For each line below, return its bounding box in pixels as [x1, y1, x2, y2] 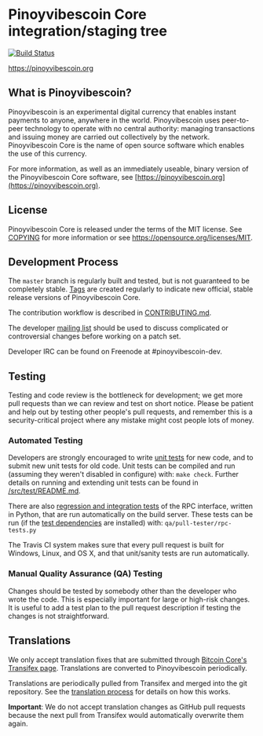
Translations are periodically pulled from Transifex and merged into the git [8, 678, 247, 688]
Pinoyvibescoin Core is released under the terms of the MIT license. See [8, 224, 243, 233]
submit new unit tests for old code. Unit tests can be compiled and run [8, 461, 236, 471]
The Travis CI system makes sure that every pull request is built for [8, 540, 225, 550]
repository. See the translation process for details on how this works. [8, 687, 231, 696]
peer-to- [221, 115, 250, 125]
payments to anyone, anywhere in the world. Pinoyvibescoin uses [8, 115, 221, 125]
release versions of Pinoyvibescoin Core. [8, 293, 141, 302]
